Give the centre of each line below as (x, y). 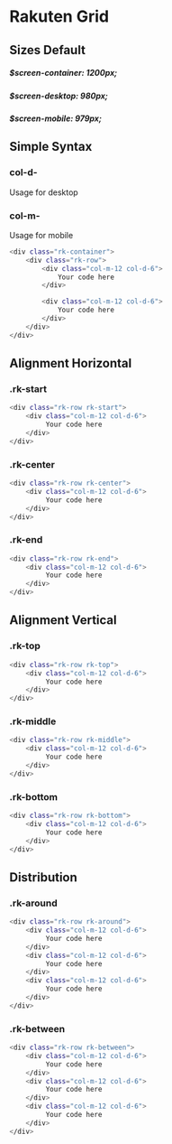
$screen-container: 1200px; (63, 73)
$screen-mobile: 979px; (55, 118)
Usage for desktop (44, 192)
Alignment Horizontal (71, 363)
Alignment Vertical (63, 620)
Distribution (44, 877)
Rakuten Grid (59, 17)
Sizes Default (47, 50)
